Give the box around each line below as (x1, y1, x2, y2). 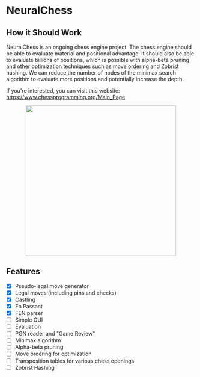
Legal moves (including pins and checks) (14, 289, 117, 296)
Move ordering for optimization (14, 350, 92, 358)
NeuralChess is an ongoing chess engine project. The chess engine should (6, 43, 192, 51)
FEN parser (14, 310, 43, 317)
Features (6, 266, 40, 277)
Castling (14, 296, 36, 303)
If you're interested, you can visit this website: (6, 87, 120, 94)
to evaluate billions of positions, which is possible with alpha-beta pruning (6, 57, 189, 63)
